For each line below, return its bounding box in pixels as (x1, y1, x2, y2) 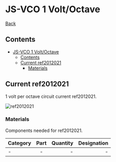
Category (8, 139, 32, 146)
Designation (78, 139, 109, 146)
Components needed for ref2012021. (5, 127, 83, 133)
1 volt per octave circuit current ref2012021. (5, 93, 97, 99)
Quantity (51, 139, 74, 146)
